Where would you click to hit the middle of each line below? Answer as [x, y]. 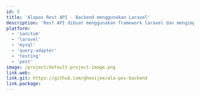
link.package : [24, 84]
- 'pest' [22, 61]
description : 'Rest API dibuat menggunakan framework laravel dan [90, 23]
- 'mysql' [24, 45]
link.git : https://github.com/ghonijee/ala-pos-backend [77, 78]
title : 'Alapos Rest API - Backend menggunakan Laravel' [78, 17]
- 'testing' [26, 56]
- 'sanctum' [26, 34]
